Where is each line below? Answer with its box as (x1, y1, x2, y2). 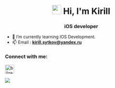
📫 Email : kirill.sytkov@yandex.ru (12, 39, 82, 45)
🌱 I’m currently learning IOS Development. (12, 34, 96, 40)
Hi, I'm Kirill (63, 6, 110, 17)
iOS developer (64, 23, 98, 30)
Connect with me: (5, 53, 48, 60)
